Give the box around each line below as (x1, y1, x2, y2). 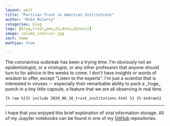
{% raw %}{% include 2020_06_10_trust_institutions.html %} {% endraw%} (5, 96, 162, 101)
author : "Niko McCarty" (5, 17, 56, 22)
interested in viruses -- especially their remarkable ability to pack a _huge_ (5, 80, 161, 86)
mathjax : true (5, 41, 35, 46)
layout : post (5, 7, 33, 13)
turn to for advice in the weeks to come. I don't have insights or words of (5, 70, 157, 76)
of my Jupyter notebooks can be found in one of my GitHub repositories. (5, 115, 157, 121)
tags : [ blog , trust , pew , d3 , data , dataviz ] (5, 26, 92, 31)
